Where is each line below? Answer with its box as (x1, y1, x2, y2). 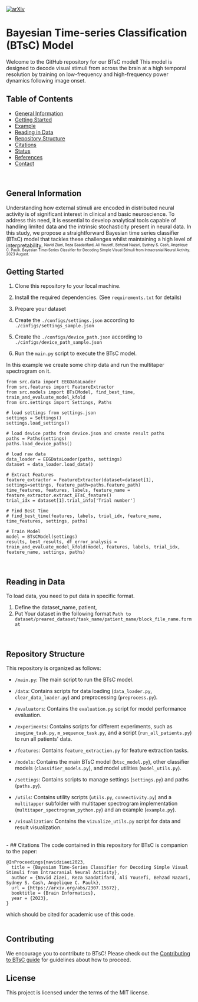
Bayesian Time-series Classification (6, 27, 187, 40)
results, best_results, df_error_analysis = (6, 539, 117, 545)
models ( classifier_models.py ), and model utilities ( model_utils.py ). (14, 764, 181, 771)
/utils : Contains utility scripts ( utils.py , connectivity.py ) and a (14, 794, 172, 800)
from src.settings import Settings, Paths (6, 400, 112, 406)
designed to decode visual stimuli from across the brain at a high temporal (6, 64, 187, 71)
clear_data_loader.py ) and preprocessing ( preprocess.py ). (14, 694, 158, 701)
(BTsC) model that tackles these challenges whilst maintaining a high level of (6, 235, 192, 242)
